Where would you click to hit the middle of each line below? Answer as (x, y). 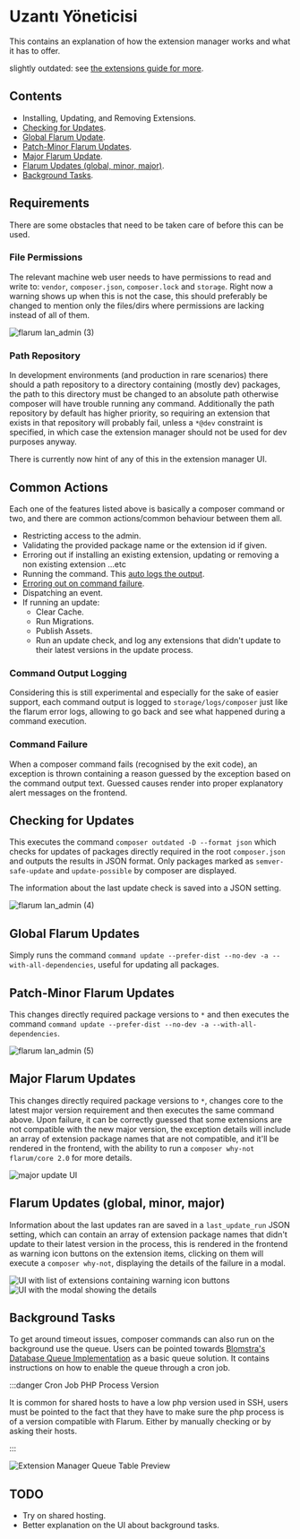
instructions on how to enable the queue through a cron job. (120, 1368)
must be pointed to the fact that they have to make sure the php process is (147, 1412)
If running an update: (61, 602)
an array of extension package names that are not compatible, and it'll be (144, 1139)
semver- (270, 862)
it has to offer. (35, 50)
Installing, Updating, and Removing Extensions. (109, 117)
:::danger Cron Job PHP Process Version (84, 1385)
